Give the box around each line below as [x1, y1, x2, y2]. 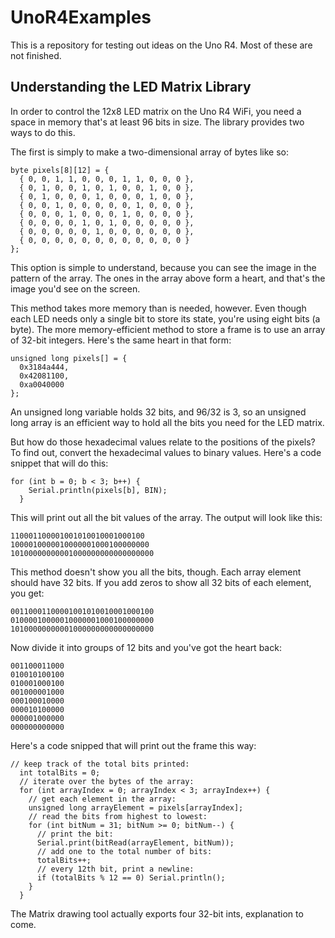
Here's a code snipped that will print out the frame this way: [10, 739, 257, 751]
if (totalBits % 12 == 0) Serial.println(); [36, 872, 226, 883]
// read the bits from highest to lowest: [28, 811, 208, 821]
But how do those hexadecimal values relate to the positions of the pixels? [10, 436, 316, 448]
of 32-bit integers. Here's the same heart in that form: [10, 334, 232, 346]
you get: [10, 587, 45, 599]
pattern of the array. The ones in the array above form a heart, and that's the [10, 272, 326, 284]
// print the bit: [36, 829, 114, 839]
